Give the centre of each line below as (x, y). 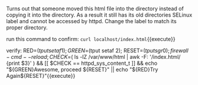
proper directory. (27, 27)
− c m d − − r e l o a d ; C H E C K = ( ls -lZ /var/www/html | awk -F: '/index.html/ (93, 57)
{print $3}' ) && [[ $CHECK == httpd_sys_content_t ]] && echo (82, 63)
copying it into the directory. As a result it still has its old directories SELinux (99, 15)
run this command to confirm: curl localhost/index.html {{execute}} (91, 39)
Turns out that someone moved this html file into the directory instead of (95, 9)
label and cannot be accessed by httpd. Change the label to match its (92, 21)
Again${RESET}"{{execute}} (41, 76)
